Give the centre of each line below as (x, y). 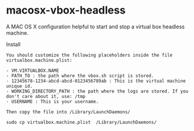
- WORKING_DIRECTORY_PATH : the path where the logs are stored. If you (97, 91)
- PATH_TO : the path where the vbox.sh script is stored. (80, 76)
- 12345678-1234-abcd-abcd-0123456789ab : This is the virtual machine (96, 81)
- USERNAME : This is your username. (52, 101)
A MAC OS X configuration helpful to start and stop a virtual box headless (95, 27)
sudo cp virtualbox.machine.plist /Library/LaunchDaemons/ (82, 122)
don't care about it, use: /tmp (46, 96)
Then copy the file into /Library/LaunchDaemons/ (68, 112)
